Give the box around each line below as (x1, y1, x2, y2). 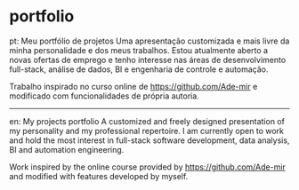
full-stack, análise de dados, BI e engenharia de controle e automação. (9, 64, 269, 75)
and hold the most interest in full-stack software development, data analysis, (9, 135, 290, 146)
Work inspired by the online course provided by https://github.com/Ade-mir (9, 162, 287, 172)
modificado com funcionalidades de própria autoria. (9, 91, 200, 101)
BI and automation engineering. (9, 144, 125, 154)
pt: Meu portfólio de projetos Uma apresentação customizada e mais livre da (9, 36, 290, 46)
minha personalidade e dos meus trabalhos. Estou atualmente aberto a (9, 44, 269, 55)
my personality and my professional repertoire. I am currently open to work (9, 125, 285, 136)
